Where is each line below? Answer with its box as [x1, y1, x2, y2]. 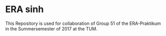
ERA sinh [5, 4, 44, 15]
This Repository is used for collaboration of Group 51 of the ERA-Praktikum [5, 20, 161, 26]
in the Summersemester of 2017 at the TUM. [5, 25, 98, 31]
